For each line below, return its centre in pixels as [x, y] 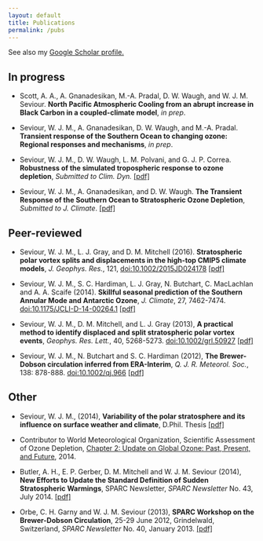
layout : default [35, 15]
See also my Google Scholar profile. [66, 53]
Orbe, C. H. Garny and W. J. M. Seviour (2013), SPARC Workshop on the [137, 512]
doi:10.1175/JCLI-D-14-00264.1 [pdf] [77, 309]
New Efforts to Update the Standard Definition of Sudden [114, 480]
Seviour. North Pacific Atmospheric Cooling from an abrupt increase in [136, 104]
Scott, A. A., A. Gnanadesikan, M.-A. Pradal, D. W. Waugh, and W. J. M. [134, 96]
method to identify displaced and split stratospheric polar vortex [127, 332]
